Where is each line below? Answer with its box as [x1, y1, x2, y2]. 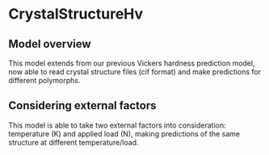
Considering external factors [8, 98, 157, 113]
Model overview [8, 37, 91, 51]
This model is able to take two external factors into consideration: [8, 120, 226, 130]
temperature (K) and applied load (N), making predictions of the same [8, 128, 241, 138]
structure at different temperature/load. [8, 137, 139, 147]
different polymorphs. [8, 76, 81, 85]
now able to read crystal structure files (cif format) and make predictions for [8, 67, 261, 77]
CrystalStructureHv [8, 5, 144, 23]
